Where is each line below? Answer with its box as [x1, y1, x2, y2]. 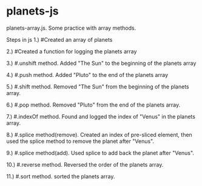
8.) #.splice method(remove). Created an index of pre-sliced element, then [6, 131, 192, 138]
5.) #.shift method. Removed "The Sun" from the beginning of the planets [6, 83, 189, 90]
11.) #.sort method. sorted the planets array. [6, 173, 115, 180]
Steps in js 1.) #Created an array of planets [6, 36, 113, 43]
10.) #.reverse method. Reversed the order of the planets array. [6, 161, 164, 168]
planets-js [6, 4, 59, 18]
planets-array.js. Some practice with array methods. [6, 24, 136, 32]
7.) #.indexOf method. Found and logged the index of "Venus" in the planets [6, 113, 196, 120]
